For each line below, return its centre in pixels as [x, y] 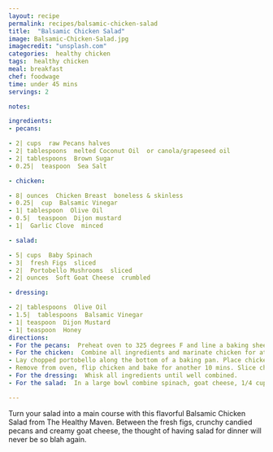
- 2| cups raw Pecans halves [60, 143]
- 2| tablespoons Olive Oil [58, 307]
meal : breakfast [36, 69]
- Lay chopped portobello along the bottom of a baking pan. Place [125, 360]
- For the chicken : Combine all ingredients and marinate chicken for [132, 353]
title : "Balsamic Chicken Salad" [67, 31]
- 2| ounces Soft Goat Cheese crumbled [80, 278]
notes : [19, 107]
